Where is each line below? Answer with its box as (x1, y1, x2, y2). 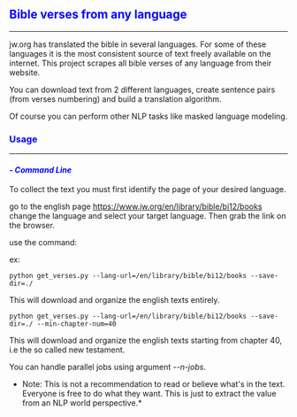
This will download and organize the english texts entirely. (9, 295, 220, 305)
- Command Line (9, 164, 72, 175)
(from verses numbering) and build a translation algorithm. (9, 93, 223, 104)
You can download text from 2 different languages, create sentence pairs (9, 84, 276, 95)
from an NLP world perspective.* (21, 398, 142, 408)
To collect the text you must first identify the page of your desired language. (9, 184, 287, 195)
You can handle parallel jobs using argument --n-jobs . (9, 362, 206, 373)
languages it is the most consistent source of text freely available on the (9, 48, 271, 58)
